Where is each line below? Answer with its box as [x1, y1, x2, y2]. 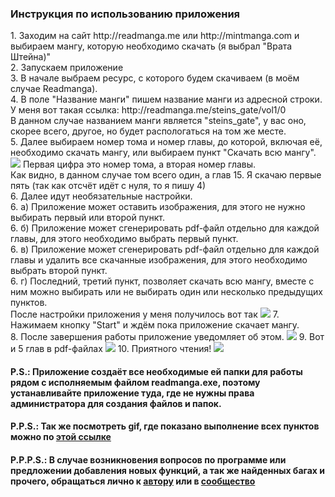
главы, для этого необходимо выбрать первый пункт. [10, 233, 239, 245]
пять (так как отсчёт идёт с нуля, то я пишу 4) [10, 180, 207, 192]
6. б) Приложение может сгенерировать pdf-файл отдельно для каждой [10, 222, 320, 234]
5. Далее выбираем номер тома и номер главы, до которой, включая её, [10, 136, 323, 148]
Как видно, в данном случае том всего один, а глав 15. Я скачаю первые [10, 169, 322, 181]
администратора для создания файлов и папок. [10, 397, 222, 409]
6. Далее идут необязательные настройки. [10, 190, 193, 202]
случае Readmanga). [10, 83, 98, 95]
